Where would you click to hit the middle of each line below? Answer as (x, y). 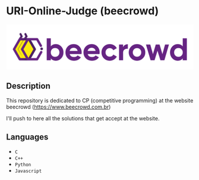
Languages (27, 137)
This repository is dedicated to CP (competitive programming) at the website (100, 100)
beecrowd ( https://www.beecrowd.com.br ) (59, 107)
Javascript (28, 171)
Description (28, 86)
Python (23, 165)
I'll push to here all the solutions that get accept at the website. (83, 118)
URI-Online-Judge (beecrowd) (83, 11)
